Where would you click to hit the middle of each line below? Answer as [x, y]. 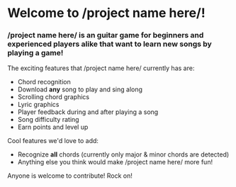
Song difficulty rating [48, 120]
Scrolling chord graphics [54, 97]
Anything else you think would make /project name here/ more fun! [115, 162]
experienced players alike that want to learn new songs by [110, 44]
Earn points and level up [53, 127]
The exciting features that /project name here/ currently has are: [101, 68]
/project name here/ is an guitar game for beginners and [106, 35]
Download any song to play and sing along [80, 89]
